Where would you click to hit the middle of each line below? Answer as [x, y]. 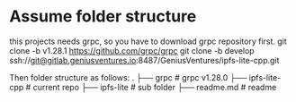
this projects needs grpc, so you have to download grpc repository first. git [148, 41]
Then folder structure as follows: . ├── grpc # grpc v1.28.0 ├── [128, 77]
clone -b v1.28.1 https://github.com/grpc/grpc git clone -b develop [132, 50]
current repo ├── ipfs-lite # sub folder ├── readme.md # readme [155, 87]
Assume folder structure [103, 17]
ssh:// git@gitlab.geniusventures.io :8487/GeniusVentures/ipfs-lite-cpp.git [144, 60]
